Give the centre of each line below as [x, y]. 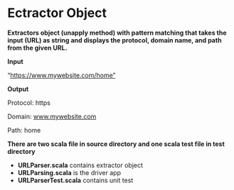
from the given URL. [37, 47]
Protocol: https [29, 102]
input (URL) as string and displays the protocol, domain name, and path [115, 40]
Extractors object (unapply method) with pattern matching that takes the [117, 33]
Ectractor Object [57, 13]
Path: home [24, 130]
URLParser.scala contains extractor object [80, 165]
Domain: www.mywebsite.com [52, 116]
